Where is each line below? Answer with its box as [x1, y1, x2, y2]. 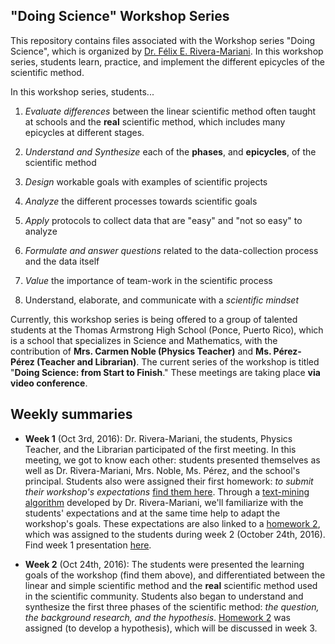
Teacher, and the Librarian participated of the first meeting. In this [24, 443, 297, 455]
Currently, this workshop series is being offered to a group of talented [10, 313, 298, 325]
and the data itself [24, 255, 100, 267]
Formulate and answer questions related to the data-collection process [24, 244, 319, 256]
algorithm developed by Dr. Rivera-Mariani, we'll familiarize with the [24, 496, 304, 508]
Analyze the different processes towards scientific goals [24, 195, 258, 207]
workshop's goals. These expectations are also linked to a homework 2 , [24, 517, 321, 529]
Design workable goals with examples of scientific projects [24, 175, 268, 188]
